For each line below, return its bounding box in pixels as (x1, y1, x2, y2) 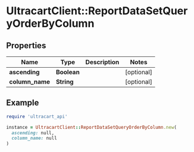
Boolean (55, 68, 80, 76)
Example (6, 98, 39, 108)
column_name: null (11, 135, 58, 141)
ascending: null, (11, 129, 55, 136)
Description (85, 58, 120, 66)
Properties (6, 40, 46, 50)
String (55, 78, 74, 85)
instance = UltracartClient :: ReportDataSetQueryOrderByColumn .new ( (6, 124, 177, 130)
